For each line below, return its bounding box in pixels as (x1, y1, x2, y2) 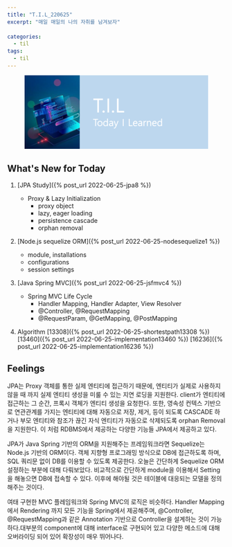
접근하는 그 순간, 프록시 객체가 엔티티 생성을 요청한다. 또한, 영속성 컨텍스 (7, 399, 203, 408)
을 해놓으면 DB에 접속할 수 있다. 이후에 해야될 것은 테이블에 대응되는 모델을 (7, 474, 209, 483)
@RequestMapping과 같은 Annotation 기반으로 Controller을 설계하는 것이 (7, 515, 210, 523)
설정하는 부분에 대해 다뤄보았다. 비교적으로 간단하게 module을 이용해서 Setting (7, 466, 220, 474)
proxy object (37, 201, 74, 210)
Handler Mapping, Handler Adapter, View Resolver (37, 300, 182, 308)
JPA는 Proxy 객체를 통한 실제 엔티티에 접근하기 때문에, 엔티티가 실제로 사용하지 (7, 382, 221, 391)
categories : (7, 33, 42, 40)
